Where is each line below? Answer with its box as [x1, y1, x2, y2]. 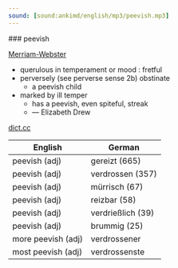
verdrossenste [90, 246, 145, 257]
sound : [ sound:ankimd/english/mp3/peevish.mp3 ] [8, 11, 170, 20]
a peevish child [31, 82, 82, 91]
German [108, 142, 140, 153]
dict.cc [8, 122, 31, 132]
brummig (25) [90, 220, 144, 231]
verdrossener [90, 233, 141, 244]
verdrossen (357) [90, 168, 157, 179]
